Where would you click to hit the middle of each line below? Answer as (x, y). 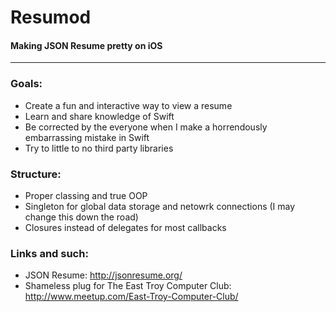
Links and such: (49, 253)
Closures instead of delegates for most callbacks (125, 227)
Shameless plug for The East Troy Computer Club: (128, 286)
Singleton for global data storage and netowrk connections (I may (160, 206)
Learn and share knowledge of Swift (99, 116)
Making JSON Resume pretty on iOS (86, 45)
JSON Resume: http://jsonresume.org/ (103, 275)
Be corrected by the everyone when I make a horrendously (146, 127)
